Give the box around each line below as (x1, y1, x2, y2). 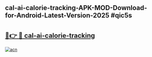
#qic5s (111, 12, 133, 20)
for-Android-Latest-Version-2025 (5, 12, 110, 20)
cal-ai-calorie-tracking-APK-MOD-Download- (5, 4, 147, 12)
